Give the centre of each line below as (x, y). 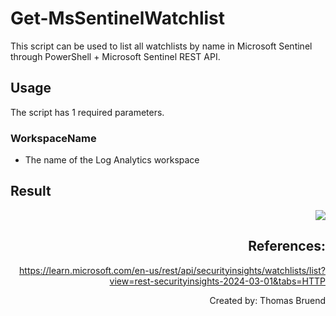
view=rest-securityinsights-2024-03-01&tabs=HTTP (217, 281)
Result (31, 191)
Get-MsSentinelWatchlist (118, 18)
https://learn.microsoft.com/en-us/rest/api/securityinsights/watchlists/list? (172, 270)
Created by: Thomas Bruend (267, 300)
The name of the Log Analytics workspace (112, 160)
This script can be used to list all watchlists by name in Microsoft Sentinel (161, 46)
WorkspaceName (53, 138)
